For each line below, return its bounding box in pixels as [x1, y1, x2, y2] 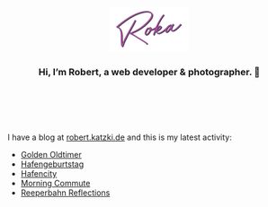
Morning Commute [20, 178, 91, 189]
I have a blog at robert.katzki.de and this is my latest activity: [7, 132, 232, 142]
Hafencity [20, 168, 58, 179]
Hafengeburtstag [20, 159, 85, 169]
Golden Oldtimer [20, 150, 82, 160]
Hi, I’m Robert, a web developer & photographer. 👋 [38, 65, 261, 78]
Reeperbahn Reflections [20, 187, 111, 198]
